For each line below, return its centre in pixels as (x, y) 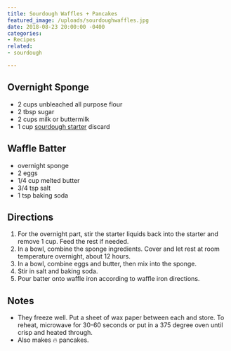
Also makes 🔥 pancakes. (53, 340)
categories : (25, 33)
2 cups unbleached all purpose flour (70, 104)
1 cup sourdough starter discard (64, 126)
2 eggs (27, 173)
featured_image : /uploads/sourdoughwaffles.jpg (78, 20)
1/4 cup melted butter (48, 180)
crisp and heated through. (55, 333)
